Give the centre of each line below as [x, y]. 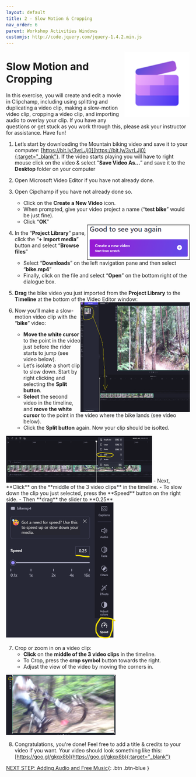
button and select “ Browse [47, 245]
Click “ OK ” [36, 222]
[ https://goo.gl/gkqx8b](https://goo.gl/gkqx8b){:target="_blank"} [92, 757]
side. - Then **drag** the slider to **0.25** [60, 499]
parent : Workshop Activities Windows [52, 31]
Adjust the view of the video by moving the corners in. [88, 666]
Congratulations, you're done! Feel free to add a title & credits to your [98, 744]
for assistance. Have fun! [36, 133]
